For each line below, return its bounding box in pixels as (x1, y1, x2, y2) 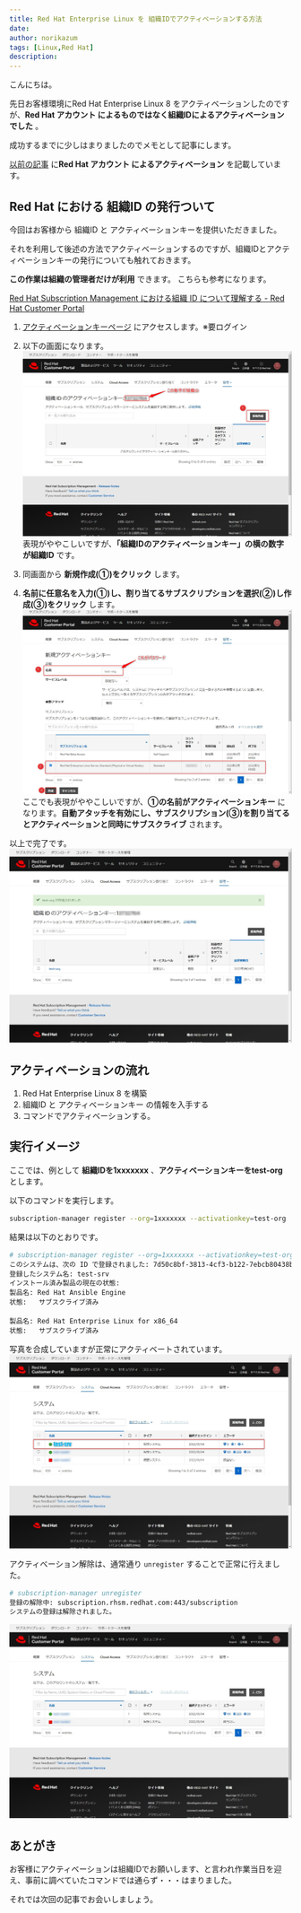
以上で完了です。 (9, 838, 72, 849)
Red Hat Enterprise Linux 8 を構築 (21, 1088, 148, 1099)
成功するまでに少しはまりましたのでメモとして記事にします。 (9, 140, 236, 151)
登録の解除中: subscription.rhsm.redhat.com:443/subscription (9, 1598, 238, 1607)
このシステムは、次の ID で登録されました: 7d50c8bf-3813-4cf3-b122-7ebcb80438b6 (9, 1260, 298, 1269)
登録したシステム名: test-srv (9, 1270, 110, 1279)
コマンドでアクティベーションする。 (21, 1111, 155, 1122)
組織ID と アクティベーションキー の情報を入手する (21, 1099, 209, 1110)
